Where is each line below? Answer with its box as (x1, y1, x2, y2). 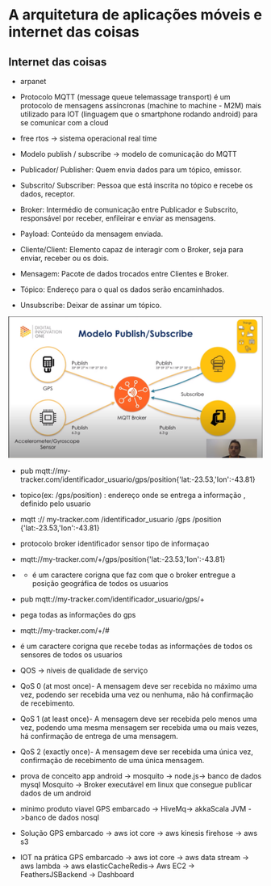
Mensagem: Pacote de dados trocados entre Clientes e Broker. (19, 269, 229, 278)
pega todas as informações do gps (19, 610, 136, 619)
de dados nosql (48, 812, 99, 822)
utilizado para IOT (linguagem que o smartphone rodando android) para (19, 109, 258, 119)
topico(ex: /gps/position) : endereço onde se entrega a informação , (19, 490, 246, 500)
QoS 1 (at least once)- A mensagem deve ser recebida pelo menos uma (19, 714, 257, 724)
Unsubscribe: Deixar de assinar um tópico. (19, 301, 162, 310)
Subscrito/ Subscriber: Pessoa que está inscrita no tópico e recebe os (19, 180, 253, 190)
